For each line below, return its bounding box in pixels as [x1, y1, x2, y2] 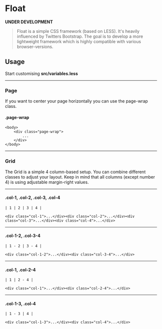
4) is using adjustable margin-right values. [5, 179, 89, 185]
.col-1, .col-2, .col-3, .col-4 [5, 194, 60, 201]
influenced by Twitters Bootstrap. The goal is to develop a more [16, 33, 143, 39]
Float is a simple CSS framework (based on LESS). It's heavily [16, 28, 140, 34]
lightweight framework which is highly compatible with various [16, 38, 141, 44]
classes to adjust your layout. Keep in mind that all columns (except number [5, 174, 155, 179]
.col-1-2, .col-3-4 [5, 233, 41, 239]
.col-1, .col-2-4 [5, 267, 36, 272]
